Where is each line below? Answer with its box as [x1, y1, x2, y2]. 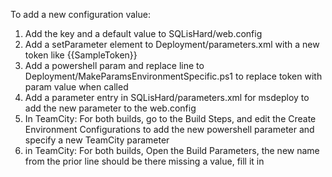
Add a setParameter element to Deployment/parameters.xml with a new [24, 39, 320, 50]
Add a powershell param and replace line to [24, 60, 205, 71]
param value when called [24, 81, 129, 93]
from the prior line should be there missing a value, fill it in [24, 155, 265, 167]
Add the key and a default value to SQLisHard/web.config [24, 28, 263, 39]
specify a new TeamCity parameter [24, 134, 170, 146]
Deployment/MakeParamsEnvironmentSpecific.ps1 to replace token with [24, 70, 323, 82]
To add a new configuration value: [10, 9, 151, 20]
